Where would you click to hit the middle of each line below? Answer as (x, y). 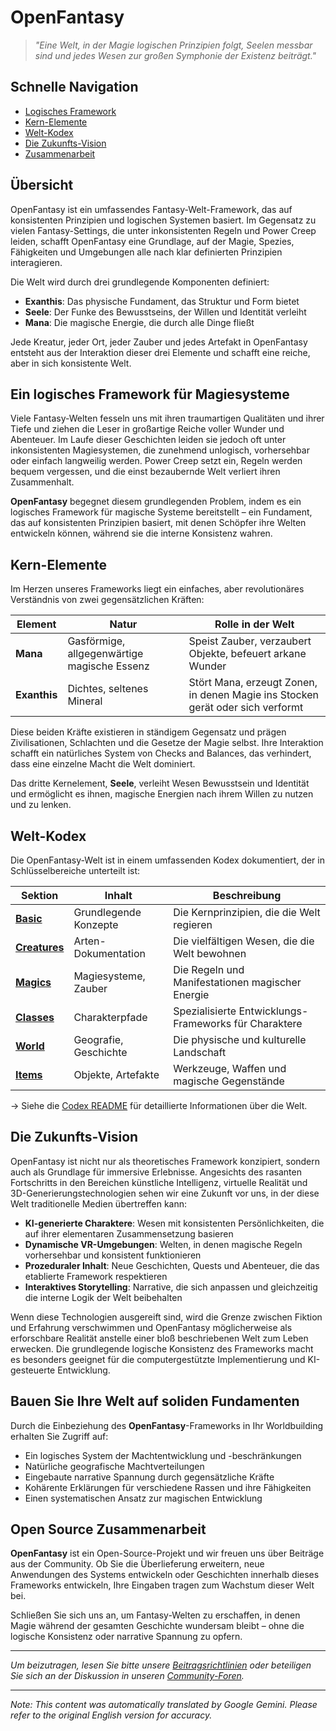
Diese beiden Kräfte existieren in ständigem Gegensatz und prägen (148, 732)
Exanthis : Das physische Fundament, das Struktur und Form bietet (162, 301)
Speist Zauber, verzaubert (250, 641)
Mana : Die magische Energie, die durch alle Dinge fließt (139, 322)
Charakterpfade (110, 1017)
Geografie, (98, 1039)
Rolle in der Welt (254, 624)
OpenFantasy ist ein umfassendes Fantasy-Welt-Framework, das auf (151, 209)
